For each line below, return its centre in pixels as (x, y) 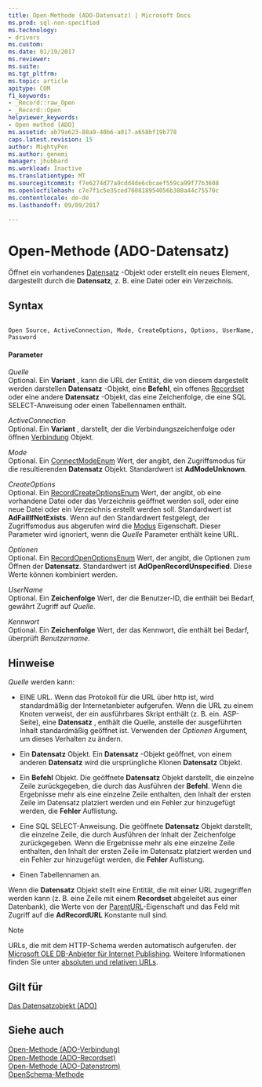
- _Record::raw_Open (42, 103)
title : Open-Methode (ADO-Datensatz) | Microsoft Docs (100, 15)
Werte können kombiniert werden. (63, 575)
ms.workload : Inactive (45, 169)
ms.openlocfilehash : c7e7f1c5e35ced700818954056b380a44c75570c (114, 190)
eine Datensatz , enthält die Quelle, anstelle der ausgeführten (142, 722)
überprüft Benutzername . (49, 638)
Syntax (26, 306)
